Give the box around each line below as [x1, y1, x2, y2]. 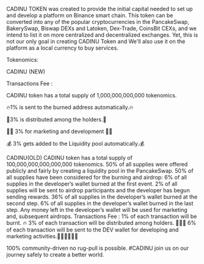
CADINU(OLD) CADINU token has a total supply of [6, 154, 133, 161]
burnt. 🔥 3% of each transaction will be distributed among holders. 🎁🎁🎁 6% [6, 219, 197, 226]
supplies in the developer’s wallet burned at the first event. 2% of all [6, 180, 178, 187]
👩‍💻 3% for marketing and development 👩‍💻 [6, 128, 113, 135]
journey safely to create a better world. [6, 251, 104, 258]
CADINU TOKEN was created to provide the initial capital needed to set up [6, 6, 193, 12]
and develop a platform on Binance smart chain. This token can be [6, 12, 173, 19]
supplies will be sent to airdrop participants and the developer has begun [6, 187, 191, 194]
